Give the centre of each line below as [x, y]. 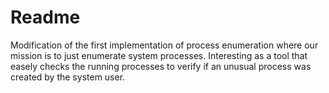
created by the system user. [68, 77]
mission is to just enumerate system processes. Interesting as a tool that [159, 55]
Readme [45, 17]
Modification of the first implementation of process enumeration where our [164, 45]
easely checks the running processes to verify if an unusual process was [161, 66]
